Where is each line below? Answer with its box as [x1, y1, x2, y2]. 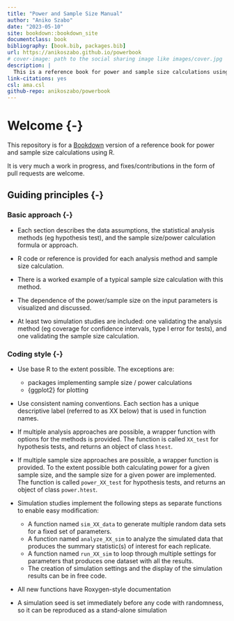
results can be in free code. [27, 572, 107, 580]
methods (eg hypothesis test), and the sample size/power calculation [17, 233, 216, 242]
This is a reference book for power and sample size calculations [13, 68, 210, 75]
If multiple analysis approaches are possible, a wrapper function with [17, 427, 216, 436]
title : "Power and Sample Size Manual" [7, 10, 123, 17]
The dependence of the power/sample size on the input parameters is [17, 296, 218, 304]
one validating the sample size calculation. [17, 331, 139, 340]
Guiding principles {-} [7, 189, 104, 201]
